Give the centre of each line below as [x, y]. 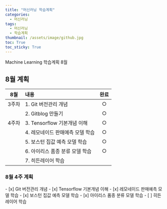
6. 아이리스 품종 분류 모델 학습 [58, 151]
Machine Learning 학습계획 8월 [36, 62]
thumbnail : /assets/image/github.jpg [44, 38]
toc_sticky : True [23, 47]
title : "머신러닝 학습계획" [30, 10]
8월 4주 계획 [19, 177]
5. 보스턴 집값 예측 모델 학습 [56, 142]
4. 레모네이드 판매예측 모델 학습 [60, 132]
